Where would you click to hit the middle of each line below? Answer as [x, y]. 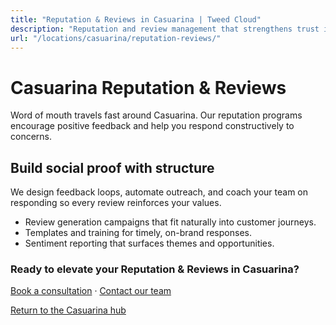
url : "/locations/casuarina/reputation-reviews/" [116, 38]
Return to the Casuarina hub [68, 310]
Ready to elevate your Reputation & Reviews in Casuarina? [155, 269]
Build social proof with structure [112, 167]
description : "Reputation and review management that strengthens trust [165, 29]
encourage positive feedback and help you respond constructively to [152, 126]
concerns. [31, 137]
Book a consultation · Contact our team [91, 291]
